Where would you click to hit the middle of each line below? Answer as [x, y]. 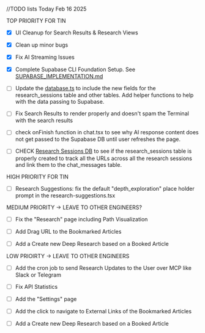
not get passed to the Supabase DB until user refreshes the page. [98, 139]
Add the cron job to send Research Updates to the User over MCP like [103, 268]
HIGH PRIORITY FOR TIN [38, 177]
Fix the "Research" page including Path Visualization [81, 219]
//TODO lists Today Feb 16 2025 [47, 9]
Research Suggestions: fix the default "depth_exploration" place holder [105, 188]
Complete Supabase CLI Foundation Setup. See [75, 69]
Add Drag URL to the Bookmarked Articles [68, 231]
